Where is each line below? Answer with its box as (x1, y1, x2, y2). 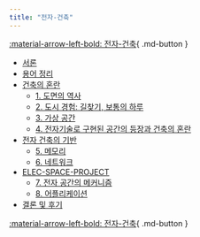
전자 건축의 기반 (21, 134, 77, 145)
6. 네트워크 (35, 157, 73, 167)
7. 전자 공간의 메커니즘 (35, 177, 112, 187)
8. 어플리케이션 (35, 187, 88, 199)
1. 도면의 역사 (35, 90, 81, 101)
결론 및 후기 (21, 199, 64, 210)
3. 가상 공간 (35, 112, 76, 123)
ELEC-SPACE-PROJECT (21, 166, 110, 177)
